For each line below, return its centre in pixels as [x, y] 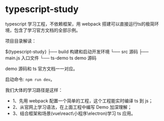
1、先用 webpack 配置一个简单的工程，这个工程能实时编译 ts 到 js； [83, 101]
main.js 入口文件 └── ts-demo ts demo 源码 [51, 58]
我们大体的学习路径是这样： [34, 90]
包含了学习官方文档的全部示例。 [47, 30]
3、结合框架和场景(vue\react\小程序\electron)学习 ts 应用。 [74, 113]
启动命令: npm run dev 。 [30, 79]
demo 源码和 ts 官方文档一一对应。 [42, 69]
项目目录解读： [21, 41]
